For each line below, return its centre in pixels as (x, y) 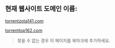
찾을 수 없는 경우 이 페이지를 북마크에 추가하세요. (64, 40)
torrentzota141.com (25, 21)
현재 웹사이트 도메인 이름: (41, 9)
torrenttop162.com (24, 30)
